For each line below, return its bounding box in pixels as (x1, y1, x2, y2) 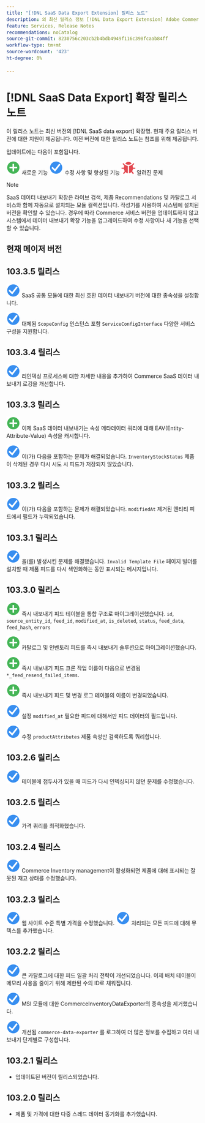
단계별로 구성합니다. (22, 1035, 70, 1043)
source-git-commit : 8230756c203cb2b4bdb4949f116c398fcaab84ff (6, 36, 168, 42)
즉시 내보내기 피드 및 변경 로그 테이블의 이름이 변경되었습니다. (21, 691, 169, 699)
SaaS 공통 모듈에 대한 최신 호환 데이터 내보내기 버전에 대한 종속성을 (21, 291, 183, 299)
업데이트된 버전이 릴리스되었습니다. (15, 1073, 99, 1080)
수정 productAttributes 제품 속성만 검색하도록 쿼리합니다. (21, 732, 162, 740)
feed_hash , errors (6, 623, 51, 631)
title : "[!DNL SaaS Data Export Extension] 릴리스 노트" (6, 10, 148, 16)
